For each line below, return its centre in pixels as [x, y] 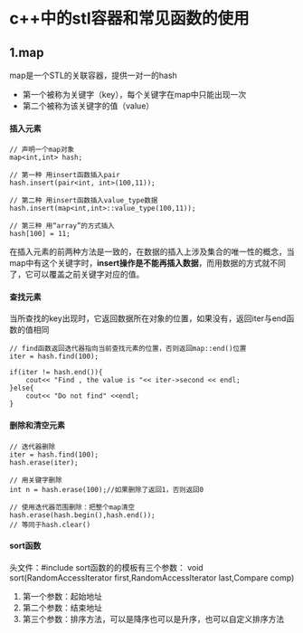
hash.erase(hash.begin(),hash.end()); [82, 515]
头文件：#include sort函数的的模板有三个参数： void [106, 567]
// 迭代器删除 [33, 447]
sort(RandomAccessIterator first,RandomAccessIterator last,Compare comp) [152, 577]
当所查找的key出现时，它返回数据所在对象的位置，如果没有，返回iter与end [148, 318]
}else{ [22, 388]
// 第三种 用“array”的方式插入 [62, 226]
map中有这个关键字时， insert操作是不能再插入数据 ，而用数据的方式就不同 [148, 263]
